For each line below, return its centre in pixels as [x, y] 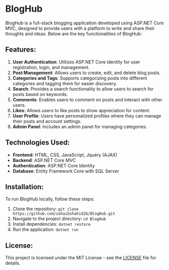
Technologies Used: [38, 143]
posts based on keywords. [40, 94]
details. [13, 263]
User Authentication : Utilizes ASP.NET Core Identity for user [76, 62]
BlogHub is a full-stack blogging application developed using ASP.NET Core [84, 23]
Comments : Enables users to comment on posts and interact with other [87, 99]
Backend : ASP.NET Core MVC [44, 160]
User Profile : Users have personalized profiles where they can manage [87, 116]
